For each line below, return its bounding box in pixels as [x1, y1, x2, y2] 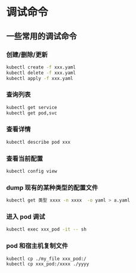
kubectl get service [6, 104, 58, 110]
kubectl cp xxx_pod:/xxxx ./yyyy [6, 261, 89, 267]
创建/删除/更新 [6, 50, 48, 58]
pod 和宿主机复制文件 [6, 242, 69, 250]
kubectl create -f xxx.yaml [6, 64, 76, 70]
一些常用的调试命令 [6, 31, 77, 41]
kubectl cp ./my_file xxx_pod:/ [6, 256, 86, 262]
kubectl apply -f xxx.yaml [6, 75, 73, 81]
